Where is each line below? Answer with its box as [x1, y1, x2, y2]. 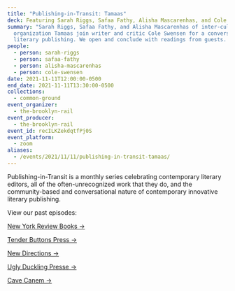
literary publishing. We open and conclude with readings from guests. [13, 36, 227, 43]
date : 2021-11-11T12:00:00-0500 [7, 75, 101, 83]
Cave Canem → [7, 276, 52, 284]
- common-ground [13, 95, 61, 102]
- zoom [13, 141, 33, 148]
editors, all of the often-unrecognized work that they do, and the [7, 180, 192, 188]
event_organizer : [7, 101, 58, 108]
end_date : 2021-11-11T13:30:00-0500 [7, 82, 114, 89]
